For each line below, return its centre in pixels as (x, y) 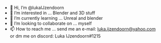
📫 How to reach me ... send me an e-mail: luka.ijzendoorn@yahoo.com (83, 29)
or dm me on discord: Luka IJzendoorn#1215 (55, 36)
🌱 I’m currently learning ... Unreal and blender (56, 18)
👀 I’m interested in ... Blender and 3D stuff (53, 13)
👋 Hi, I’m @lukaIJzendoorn (37, 8)
